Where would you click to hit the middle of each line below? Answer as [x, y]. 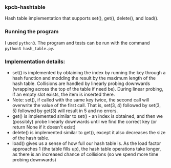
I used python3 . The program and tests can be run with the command [77, 43]
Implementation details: [35, 61]
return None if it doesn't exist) [44, 127]
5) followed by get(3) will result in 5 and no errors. [65, 111]
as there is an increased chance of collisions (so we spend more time [85, 154]
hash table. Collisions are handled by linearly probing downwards [81, 83]
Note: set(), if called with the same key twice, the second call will [81, 100]
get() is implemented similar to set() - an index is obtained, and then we [88, 116]
